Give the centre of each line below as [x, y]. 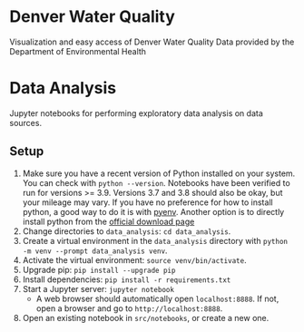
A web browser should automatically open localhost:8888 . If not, [157, 298]
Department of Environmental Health [78, 51]
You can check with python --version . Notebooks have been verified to [156, 182]
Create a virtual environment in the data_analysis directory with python [155, 240]
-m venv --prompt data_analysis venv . [95, 250]
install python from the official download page [108, 221]
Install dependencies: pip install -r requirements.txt [127, 279]
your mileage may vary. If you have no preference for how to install [148, 202]
